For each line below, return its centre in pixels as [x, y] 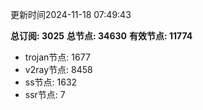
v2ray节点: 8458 [58, 69]
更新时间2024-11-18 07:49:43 [71, 14]
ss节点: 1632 [51, 82]
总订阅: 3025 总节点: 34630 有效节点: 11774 [101, 36]
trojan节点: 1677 [57, 57]
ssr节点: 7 [45, 94]
